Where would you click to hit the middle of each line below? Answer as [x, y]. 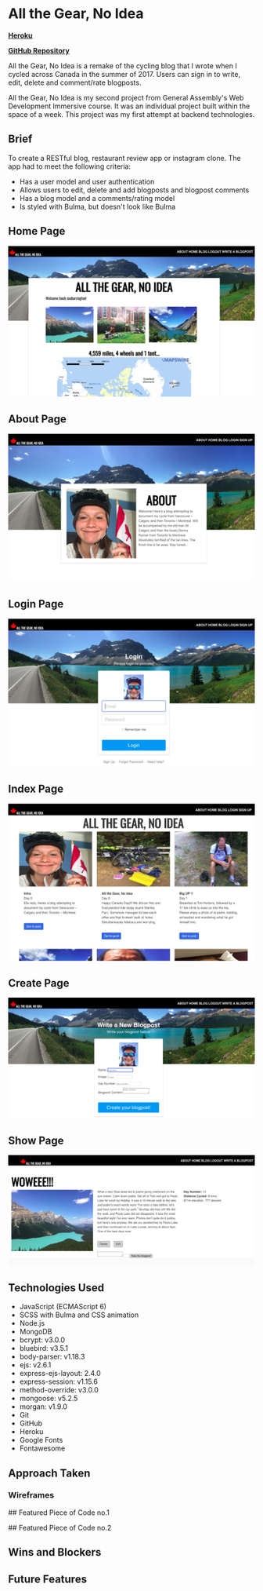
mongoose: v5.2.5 [49, 1399]
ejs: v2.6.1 [35, 1365]
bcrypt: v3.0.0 [42, 1340]
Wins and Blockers [55, 1552]
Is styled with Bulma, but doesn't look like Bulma [97, 206]
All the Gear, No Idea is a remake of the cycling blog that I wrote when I [122, 66]
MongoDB [36, 1332]
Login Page [36, 604]
